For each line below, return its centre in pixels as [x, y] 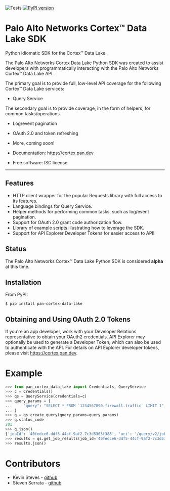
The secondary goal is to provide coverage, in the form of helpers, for [78, 108]
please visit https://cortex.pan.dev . [41, 353]
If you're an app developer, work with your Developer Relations [71, 332]
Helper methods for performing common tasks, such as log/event [81, 211]
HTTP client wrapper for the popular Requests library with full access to [87, 195]
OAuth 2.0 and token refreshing [45, 133]
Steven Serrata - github [37, 483]
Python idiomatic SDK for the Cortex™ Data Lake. [56, 53]
